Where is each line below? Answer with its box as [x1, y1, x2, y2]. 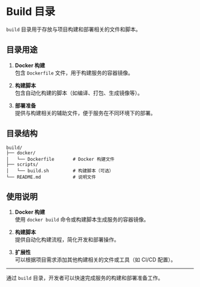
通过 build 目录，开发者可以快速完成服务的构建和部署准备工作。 [6, 274, 164, 282]
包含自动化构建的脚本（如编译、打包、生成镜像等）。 [14, 89, 143, 96]
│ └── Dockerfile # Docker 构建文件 [6, 156, 115, 162]
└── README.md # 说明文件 [6, 174, 96, 180]
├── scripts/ [6, 161, 39, 167]
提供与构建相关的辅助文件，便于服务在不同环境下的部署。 [14, 109, 156, 116]
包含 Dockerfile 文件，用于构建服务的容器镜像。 [14, 69, 134, 76]
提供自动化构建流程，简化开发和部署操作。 [14, 236, 120, 244]
